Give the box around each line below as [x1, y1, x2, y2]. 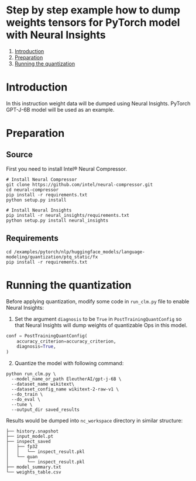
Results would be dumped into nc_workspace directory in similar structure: [6, 417, 183, 424]
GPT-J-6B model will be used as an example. [6, 106, 115, 113]
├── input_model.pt [6, 434, 54, 440]
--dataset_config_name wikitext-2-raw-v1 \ [11, 386, 119, 392]
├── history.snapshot [6, 428, 59, 434]
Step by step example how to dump [6, 4, 180, 17]
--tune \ [11, 402, 33, 408]
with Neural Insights [6, 29, 106, 41]
